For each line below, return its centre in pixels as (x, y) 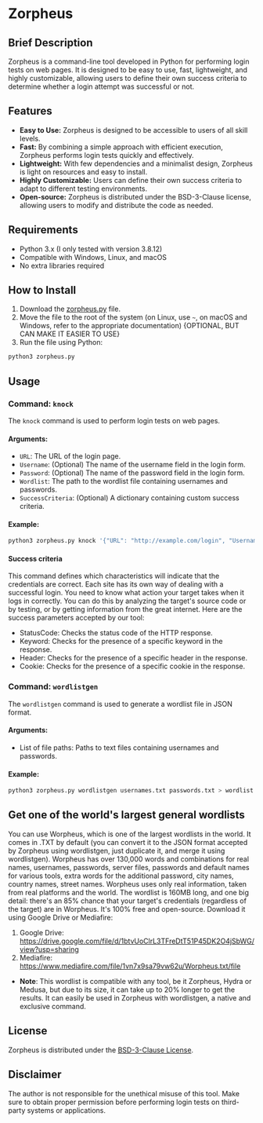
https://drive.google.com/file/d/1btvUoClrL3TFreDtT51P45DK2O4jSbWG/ (137, 941)
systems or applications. (67, 1110)
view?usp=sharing (49, 949)
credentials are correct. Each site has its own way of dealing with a (116, 584)
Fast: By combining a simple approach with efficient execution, (121, 147)
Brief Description (50, 43)
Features (30, 111)
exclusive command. (52, 1006)
